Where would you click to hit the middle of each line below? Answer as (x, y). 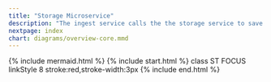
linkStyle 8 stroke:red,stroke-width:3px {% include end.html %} (114, 70)
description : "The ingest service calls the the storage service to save (136, 23)
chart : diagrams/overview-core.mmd (69, 38)
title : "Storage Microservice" (61, 16)
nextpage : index (36, 31)
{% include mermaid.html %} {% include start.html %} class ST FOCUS (127, 61)
